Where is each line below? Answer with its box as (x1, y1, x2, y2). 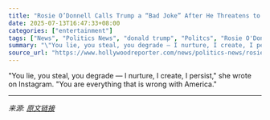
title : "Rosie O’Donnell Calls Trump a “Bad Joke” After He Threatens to (8, 11, 261, 20)
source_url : (8, 49, 48, 57)
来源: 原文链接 (8, 103, 55, 113)
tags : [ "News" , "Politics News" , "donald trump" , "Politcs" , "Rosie (8, 34, 243, 42)
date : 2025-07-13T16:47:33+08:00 (8, 19, 121, 27)
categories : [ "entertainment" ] (8, 26, 113, 34)
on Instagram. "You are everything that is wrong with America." (8, 79, 217, 89)
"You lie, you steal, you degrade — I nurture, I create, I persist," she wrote (8, 71, 252, 80)
